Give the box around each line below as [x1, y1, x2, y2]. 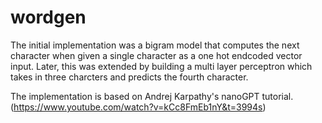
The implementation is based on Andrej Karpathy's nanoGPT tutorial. [10, 90, 294, 102]
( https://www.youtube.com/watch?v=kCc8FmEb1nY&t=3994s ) [10, 101, 267, 113]
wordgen [10, 6, 87, 29]
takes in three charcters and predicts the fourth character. [10, 71, 249, 83]
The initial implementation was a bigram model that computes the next [10, 39, 300, 51]
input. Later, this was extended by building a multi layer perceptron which [10, 60, 313, 72]
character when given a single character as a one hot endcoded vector [10, 49, 303, 61]
